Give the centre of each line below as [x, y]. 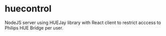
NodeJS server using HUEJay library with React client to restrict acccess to [83, 22]
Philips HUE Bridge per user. [34, 27]
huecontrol [28, 9]
